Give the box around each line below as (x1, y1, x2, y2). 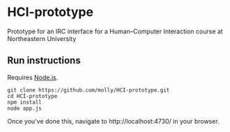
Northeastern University (7, 34, 77, 42)
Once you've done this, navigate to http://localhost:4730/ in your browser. (7, 117, 220, 125)
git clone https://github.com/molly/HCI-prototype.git (7, 86, 170, 94)
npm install (7, 99, 42, 106)
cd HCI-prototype (7, 92, 58, 99)
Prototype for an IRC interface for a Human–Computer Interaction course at (7, 27, 223, 35)
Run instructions (7, 55, 82, 67)
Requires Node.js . (7, 73, 59, 81)
